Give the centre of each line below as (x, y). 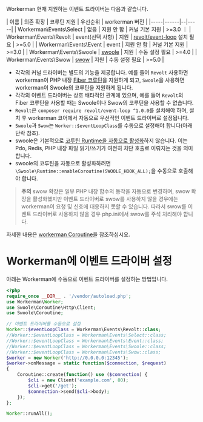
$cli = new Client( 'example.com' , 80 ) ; (78, 380)
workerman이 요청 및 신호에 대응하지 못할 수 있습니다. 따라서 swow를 (104, 206)
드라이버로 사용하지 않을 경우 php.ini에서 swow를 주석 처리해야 (107, 214)
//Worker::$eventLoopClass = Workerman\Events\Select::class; (86, 335)
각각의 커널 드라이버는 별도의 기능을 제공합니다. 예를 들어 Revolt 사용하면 (101, 72)
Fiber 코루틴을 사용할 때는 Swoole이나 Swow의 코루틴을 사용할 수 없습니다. (104, 103)
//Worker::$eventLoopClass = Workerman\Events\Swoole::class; (86, 346)
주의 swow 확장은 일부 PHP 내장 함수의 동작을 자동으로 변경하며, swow (105, 191)
